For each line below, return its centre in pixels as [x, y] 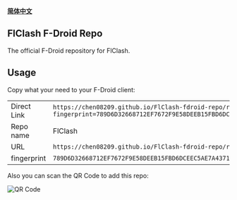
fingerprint [29, 158]
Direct [21, 106]
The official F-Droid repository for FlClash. [69, 50]
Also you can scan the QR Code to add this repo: [78, 175]
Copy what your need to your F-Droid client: [71, 89]
